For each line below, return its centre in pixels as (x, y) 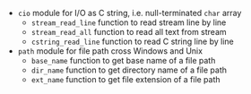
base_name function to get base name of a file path (123, 60)
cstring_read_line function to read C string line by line (133, 41)
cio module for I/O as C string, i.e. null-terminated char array (130, 13)
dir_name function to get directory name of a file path (129, 70)
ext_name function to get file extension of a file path (126, 79)
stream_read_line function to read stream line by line (129, 22)
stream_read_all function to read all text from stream (129, 32)
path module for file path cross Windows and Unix (110, 51)
